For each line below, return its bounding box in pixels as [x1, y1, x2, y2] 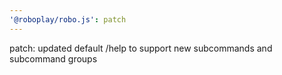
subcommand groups [9, 52, 98, 65]
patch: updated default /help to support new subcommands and [9, 42, 273, 54]
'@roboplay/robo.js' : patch [9, 14, 127, 25]
